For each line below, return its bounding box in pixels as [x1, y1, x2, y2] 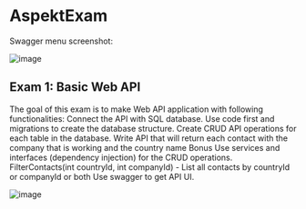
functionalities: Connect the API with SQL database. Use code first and [9, 113, 275, 124]
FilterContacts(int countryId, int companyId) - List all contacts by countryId [9, 161, 291, 173]
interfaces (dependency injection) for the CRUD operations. [9, 152, 233, 163]
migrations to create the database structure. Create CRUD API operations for [9, 123, 297, 134]
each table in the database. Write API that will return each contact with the [9, 133, 289, 144]
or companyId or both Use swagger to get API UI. [9, 171, 195, 182]
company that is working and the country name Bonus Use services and [9, 142, 280, 153]
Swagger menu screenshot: [9, 35, 114, 46]
